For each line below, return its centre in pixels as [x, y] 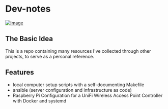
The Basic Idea [29, 39]
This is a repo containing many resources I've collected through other [78, 51]
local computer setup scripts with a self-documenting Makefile [78, 85]
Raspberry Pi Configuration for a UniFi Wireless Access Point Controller [88, 95]
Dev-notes [28, 9]
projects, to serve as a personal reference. [50, 56]
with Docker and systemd [39, 101]
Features [20, 72]
